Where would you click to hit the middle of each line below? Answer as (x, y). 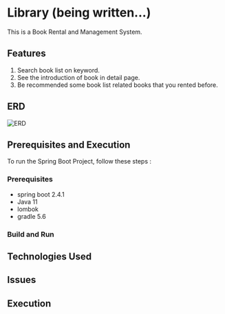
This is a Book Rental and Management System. (75, 32)
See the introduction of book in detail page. (78, 77)
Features (26, 53)
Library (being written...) (79, 13)
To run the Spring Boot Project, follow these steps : (79, 161)
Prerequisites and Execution (69, 145)
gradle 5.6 (31, 216)
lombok (28, 209)
